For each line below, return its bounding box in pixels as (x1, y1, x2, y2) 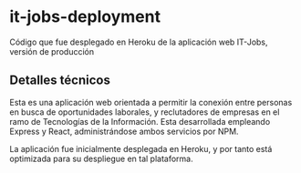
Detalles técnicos (9, 73, 111, 88)
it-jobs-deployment (9, 6, 161, 27)
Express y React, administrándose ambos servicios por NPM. (9, 126, 239, 137)
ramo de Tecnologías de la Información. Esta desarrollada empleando (9, 116, 271, 127)
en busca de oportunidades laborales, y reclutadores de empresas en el (9, 107, 280, 117)
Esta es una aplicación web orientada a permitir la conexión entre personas (9, 97, 293, 107)
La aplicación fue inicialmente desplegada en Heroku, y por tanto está (9, 143, 273, 154)
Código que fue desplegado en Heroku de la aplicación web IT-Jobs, (9, 36, 268, 47)
